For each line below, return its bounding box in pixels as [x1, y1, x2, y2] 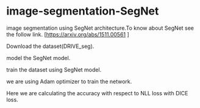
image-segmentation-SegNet [6, 4, 159, 18]
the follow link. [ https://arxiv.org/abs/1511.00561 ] [6, 30, 129, 38]
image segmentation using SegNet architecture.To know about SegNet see [6, 24, 194, 32]
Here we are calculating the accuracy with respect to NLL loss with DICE [6, 89, 188, 96]
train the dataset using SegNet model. [6, 66, 102, 73]
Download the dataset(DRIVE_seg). [6, 42, 95, 50]
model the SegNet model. [6, 54, 71, 61]
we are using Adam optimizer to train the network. [6, 78, 132, 85]
